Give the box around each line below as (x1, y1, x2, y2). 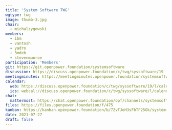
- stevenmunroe (10, 55, 42, 60)
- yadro (10, 46, 27, 51)
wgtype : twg (5, 12, 31, 17)
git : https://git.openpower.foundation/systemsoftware (5, 64, 125, 70)
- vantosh (10, 41, 31, 46)
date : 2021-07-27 (5, 112, 42, 118)
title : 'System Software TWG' (5, 7, 70, 13)
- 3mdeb (10, 50, 27, 55)
